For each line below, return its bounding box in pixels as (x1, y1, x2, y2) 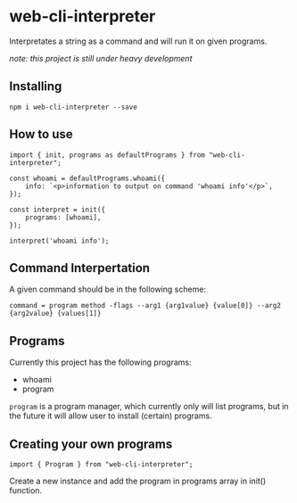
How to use (9, 127, 73, 142)
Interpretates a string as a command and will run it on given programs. (9, 36, 268, 46)
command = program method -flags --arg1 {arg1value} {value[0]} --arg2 (9, 301, 281, 310)
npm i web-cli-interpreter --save (9, 103, 138, 111)
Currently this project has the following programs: (9, 357, 192, 367)
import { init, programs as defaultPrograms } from (9, 150, 205, 160)
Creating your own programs (9, 436, 173, 451)
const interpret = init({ (9, 205, 105, 214)
